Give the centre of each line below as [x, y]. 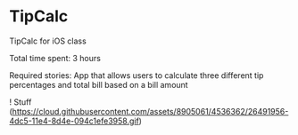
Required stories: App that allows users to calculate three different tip [137, 75]
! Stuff [21, 102]
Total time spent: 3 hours [55, 58]
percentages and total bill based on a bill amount [99, 84]
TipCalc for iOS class [48, 41]
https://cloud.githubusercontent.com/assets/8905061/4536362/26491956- [150, 111]
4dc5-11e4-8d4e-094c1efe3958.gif [74, 121]
